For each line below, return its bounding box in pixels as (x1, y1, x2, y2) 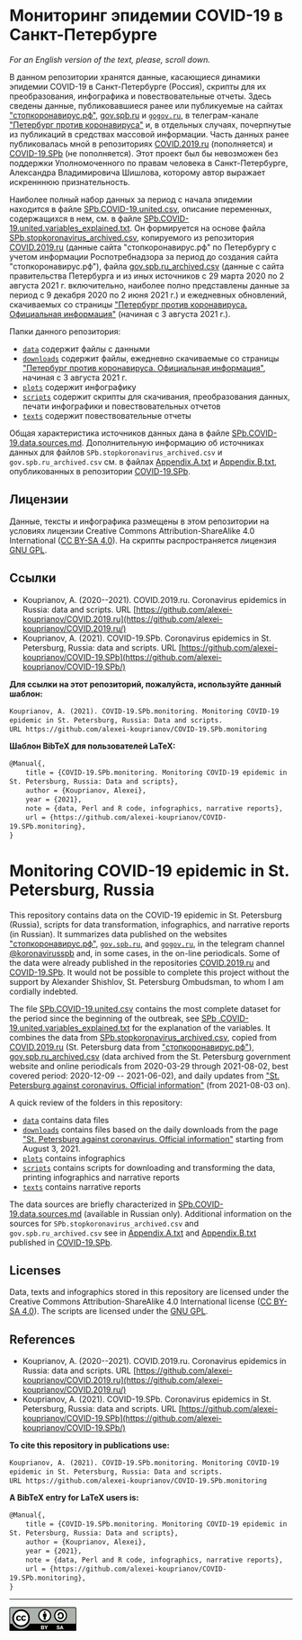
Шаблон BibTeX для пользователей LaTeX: (9, 740, 176, 751)
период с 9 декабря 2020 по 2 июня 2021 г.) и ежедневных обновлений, (9, 289, 288, 300)
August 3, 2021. (22, 1143, 81, 1154)
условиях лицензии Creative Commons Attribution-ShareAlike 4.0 (9, 525, 255, 536)
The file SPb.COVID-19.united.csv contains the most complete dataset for (9, 1003, 281, 1014)
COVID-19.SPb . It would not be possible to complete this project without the (9, 967, 289, 978)
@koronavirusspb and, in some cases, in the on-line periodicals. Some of (9, 947, 280, 958)
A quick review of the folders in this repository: (9, 1097, 182, 1108)
